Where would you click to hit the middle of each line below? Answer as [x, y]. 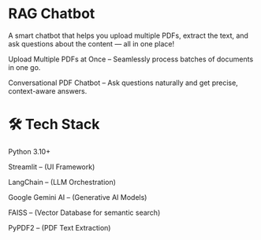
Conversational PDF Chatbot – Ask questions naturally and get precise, [123, 83]
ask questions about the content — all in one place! [91, 43]
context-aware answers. [48, 90]
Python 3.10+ [30, 151]
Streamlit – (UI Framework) [52, 167]
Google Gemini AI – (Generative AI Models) [78, 197]
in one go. [24, 67]
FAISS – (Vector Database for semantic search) [84, 212]
